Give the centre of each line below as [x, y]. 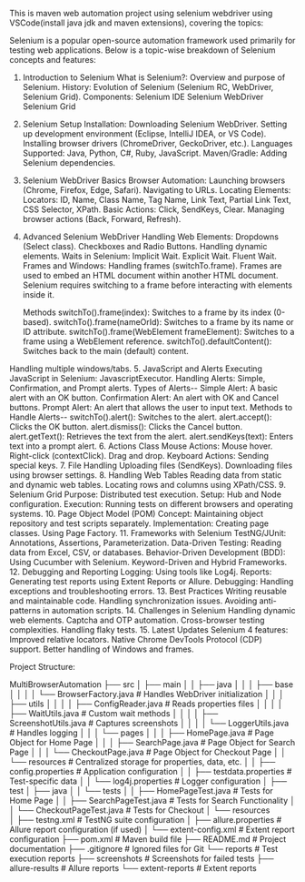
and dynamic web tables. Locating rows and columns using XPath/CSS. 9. [148, 485]
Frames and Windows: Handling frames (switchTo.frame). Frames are [152, 266]
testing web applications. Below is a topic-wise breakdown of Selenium [143, 50]
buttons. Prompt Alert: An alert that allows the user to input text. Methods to [151, 407]
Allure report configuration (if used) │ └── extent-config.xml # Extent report [152, 829]
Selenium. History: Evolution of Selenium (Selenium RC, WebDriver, [148, 87]
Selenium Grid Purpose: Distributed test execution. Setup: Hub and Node [145, 494]
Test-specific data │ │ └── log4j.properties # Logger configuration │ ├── [148, 781]
